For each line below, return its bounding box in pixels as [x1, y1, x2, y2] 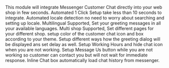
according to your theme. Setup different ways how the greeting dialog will [5, 36, 160, 42]
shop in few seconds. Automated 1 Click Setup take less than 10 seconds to [5, 9, 162, 15]
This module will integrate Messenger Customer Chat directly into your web [5, 4, 162, 10]
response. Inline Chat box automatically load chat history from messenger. [5, 57, 160, 63]
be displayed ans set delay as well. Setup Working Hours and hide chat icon [5, 41, 163, 47]
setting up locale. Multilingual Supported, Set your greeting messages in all [5, 20, 161, 26]
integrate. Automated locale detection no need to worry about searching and [5, 15, 165, 20]
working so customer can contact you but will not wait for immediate [5, 52, 148, 58]
